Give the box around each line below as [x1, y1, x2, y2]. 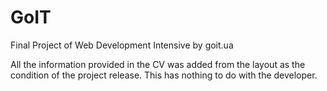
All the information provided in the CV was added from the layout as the [10, 58, 306, 70]
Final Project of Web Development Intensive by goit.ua [10, 39, 234, 51]
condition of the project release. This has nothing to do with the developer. [10, 69, 318, 81]
